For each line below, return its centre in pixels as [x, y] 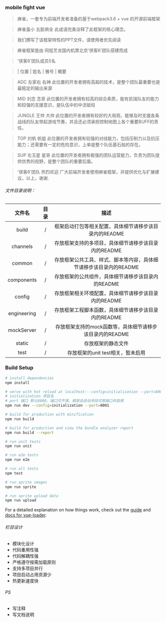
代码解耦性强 [25, 556]
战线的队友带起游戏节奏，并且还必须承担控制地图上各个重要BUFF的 [85, 122]
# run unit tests [23, 441]
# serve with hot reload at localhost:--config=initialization [72, 392]
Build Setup [19, 368]
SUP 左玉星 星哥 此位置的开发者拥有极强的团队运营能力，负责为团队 [86, 155]
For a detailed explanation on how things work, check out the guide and [78, 510]
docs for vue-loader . [26, 515]
